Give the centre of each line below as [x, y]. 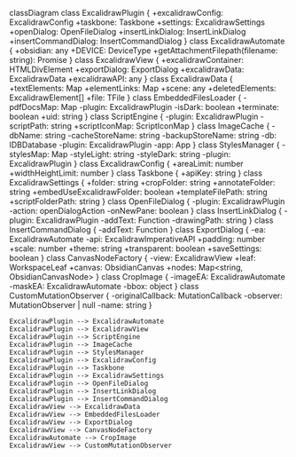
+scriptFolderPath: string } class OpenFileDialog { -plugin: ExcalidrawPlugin [147, 201]
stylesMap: [30, 154]
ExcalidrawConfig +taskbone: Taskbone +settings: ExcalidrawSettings [137, 22]
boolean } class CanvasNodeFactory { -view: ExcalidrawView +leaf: [132, 258]
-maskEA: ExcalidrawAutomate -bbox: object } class [104, 286]
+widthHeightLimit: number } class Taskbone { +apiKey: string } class [136, 173]
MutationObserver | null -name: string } [81, 305]
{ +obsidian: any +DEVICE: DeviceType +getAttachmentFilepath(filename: [144, 51]
